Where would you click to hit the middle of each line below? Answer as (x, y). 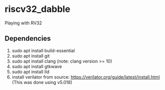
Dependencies (28, 39)
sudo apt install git (31, 56)
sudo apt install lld (30, 72)
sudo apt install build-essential (43, 50)
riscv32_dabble (38, 9)
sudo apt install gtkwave (37, 66)
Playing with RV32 (23, 23)
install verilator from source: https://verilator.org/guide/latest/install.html (86, 77)
